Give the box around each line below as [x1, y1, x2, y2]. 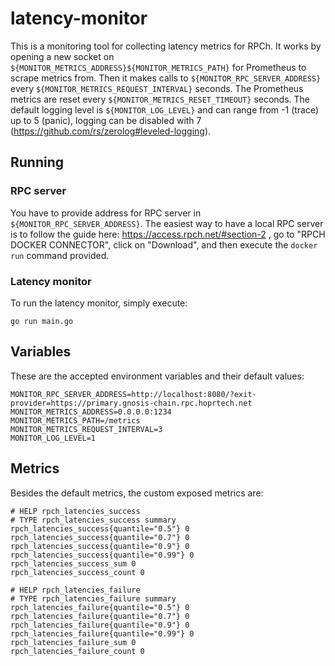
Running [10, 154, 65, 171]
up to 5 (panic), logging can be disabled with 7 [10, 114, 202, 126]
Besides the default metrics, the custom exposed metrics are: [10, 487, 264, 499]
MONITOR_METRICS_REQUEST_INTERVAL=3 [10, 424, 163, 434]
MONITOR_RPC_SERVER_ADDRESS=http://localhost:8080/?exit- [10, 389, 257, 399]
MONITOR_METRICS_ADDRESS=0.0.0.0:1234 [10, 407, 172, 417]
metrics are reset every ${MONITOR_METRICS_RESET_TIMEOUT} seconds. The [10, 93, 311, 105]
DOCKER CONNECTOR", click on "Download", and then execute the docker [10, 238, 318, 251]
